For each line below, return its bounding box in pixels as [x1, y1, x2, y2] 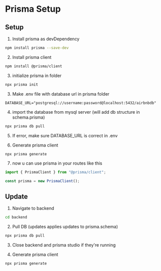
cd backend [5, 215, 27, 220]
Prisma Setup [5, 3, 61, 15]
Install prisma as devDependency [12, 36, 80, 42]
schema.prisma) [12, 114, 45, 120]
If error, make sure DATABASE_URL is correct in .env [12, 132, 118, 138]
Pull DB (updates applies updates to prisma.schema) [12, 223, 118, 229]
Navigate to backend [12, 205, 54, 211]
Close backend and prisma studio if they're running [12, 242, 116, 248]
